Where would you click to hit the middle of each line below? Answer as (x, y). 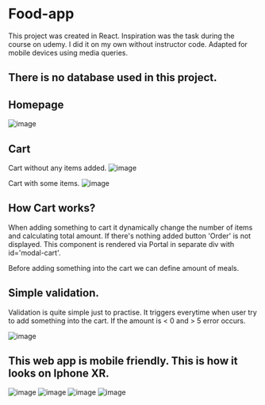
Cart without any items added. (58, 168)
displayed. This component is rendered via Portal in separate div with (121, 244)
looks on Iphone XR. (59, 373)
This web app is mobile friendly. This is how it (123, 361)
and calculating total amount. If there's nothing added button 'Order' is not (130, 236)
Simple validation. (54, 293)
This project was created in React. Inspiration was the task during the (121, 36)
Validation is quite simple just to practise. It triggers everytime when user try (133, 312)
